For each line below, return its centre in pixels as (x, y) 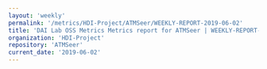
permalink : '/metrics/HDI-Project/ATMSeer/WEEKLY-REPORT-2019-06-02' (126, 23)
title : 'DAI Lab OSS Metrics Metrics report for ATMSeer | (108, 30)
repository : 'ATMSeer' (46, 45)
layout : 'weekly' (37, 15)
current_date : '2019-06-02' (55, 52)
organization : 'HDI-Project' (56, 38)
